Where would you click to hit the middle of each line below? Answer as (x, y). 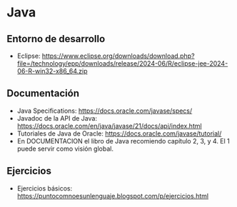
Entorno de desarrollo (56, 39)
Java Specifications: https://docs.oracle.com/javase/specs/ (105, 111)
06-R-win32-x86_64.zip (52, 71)
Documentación (43, 94)
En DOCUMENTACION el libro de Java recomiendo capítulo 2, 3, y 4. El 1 (123, 141)
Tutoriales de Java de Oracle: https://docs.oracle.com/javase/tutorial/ (119, 133)
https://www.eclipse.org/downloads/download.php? (118, 56)
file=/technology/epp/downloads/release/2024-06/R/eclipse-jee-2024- (122, 64)
